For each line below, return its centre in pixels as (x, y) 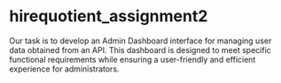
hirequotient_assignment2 (109, 16)
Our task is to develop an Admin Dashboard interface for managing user (140, 41)
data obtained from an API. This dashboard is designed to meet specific (140, 49)
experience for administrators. (64, 69)
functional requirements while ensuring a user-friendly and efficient (133, 59)
